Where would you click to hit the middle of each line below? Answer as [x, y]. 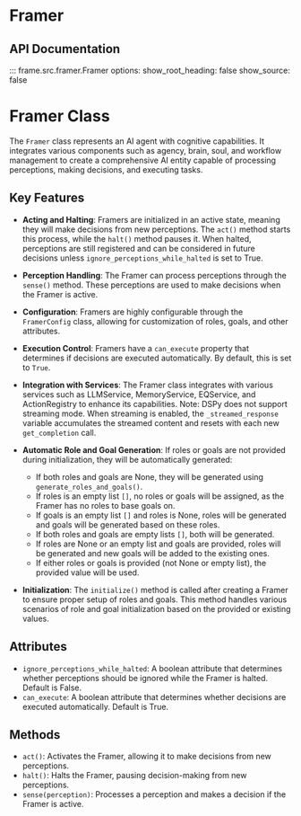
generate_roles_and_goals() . [89, 486]
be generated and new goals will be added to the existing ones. [153, 553]
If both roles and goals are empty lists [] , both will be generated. [155, 534]
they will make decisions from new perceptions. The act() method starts [156, 229]
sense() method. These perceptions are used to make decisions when [151, 285]
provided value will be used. [87, 572]
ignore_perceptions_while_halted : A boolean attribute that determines [152, 668]
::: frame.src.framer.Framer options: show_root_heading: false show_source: [150, 70]
